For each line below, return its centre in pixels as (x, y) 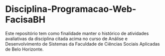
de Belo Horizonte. (25, 49)
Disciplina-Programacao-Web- (71, 9)
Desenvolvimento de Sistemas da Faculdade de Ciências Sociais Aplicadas (82, 44)
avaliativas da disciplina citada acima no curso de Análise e (66, 39)
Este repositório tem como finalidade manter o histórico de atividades (77, 33)
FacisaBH (25, 20)
